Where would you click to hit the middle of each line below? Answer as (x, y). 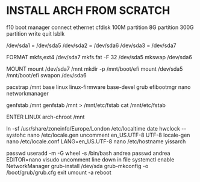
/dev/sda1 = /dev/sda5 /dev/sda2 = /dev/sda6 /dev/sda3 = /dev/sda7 (91, 45)
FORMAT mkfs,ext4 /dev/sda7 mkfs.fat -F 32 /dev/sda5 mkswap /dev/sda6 (99, 57)
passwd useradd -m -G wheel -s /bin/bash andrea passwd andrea (88, 153)
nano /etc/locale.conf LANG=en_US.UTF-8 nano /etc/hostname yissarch (96, 141)
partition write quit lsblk (36, 33)
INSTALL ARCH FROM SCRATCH (88, 11)
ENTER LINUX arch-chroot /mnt (45, 117)
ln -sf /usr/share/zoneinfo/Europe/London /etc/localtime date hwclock (93, 128)
